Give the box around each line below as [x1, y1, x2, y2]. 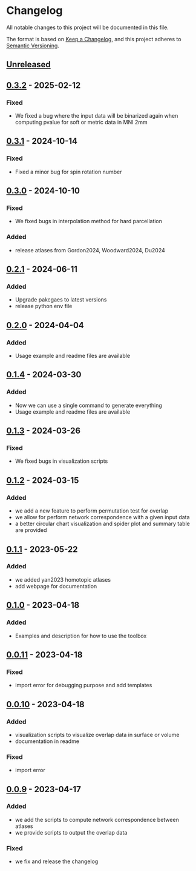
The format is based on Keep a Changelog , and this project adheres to [6, 35, 181, 42]
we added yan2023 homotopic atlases [15, 576, 111, 583]
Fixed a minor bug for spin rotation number [15, 168, 122, 175]
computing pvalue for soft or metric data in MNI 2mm [15, 119, 148, 126]
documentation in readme [15, 738, 80, 745]
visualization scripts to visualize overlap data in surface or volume [15, 731, 180, 738]
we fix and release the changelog [15, 858, 99, 865]
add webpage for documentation [15, 582, 97, 590]
